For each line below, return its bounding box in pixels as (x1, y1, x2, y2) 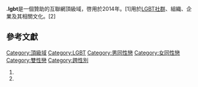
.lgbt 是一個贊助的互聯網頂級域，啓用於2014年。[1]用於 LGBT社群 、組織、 (6, 5, 187, 12)
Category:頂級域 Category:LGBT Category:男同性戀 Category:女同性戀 (6, 49, 181, 56)
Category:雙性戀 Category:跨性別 (6, 56, 89, 64)
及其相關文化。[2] (11, 13, 56, 20)
